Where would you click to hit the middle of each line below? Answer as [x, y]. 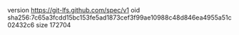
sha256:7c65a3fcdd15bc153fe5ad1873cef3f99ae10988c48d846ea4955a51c [119, 17]
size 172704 [53, 25]
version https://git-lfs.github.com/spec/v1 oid [74, 10]
